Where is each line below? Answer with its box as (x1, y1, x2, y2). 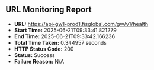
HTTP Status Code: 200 (14, 45, 74, 52)
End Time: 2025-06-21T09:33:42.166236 (14, 32, 115, 40)
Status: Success (14, 51, 55, 58)
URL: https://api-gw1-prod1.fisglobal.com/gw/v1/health (14, 20, 149, 27)
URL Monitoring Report (5, 5, 92, 15)
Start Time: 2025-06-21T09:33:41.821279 (14, 26, 117, 34)
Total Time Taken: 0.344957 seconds (14, 39, 107, 46)
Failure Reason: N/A (14, 58, 65, 65)
